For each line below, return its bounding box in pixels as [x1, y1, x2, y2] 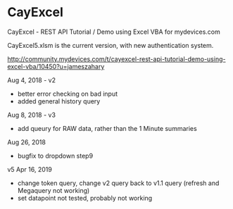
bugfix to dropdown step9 [17, 151, 94, 160]
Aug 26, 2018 [7, 138, 46, 146]
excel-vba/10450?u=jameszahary [7, 62, 105, 70]
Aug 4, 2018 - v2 [7, 75, 56, 84]
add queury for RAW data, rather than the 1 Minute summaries [17, 124, 197, 132]
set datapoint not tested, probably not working [17, 194, 153, 202]
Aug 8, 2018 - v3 [7, 110, 56, 119]
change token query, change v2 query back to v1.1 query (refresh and [17, 179, 220, 187]
